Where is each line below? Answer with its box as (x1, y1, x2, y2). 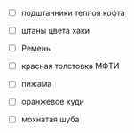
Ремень (20, 43, 51, 54)
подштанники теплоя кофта (20, 8, 125, 18)
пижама (20, 79, 52, 90)
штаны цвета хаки (20, 26, 91, 36)
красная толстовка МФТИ (20, 61, 120, 72)
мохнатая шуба (20, 114, 80, 125)
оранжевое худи (20, 97, 85, 107)
